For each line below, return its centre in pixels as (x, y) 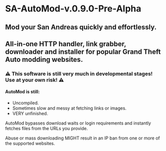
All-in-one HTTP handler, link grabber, (66, 44)
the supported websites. (30, 144)
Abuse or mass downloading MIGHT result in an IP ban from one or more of (83, 138)
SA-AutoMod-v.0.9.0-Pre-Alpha (73, 9)
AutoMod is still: (22, 92)
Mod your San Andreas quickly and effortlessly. (81, 27)
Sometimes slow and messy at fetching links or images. (69, 108)
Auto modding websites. (44, 60)
